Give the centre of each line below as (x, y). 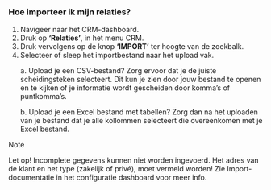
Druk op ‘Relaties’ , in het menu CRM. (82, 38)
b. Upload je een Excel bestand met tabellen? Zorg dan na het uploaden (139, 112)
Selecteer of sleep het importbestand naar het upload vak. (117, 56)
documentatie (31, 178)
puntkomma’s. (43, 97)
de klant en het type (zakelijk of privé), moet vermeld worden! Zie (117, 169)
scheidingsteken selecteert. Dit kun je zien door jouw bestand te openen (140, 80)
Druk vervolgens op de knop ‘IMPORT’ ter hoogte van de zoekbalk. (132, 47)
